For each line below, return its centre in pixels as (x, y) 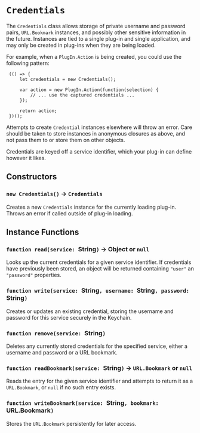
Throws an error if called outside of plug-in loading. (70, 213)
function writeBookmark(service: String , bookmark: (83, 403)
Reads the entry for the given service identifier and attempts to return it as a (99, 381)
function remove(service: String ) (56, 333)
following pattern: (28, 63)
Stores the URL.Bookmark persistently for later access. (71, 423)
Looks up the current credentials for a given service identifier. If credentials (99, 262)
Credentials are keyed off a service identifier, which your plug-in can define (99, 151)
